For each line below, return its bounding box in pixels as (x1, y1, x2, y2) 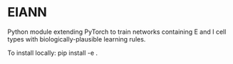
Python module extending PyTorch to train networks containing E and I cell (7, 27, 227, 36)
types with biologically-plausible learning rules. (7, 34, 146, 43)
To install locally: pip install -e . (7, 49, 98, 57)
